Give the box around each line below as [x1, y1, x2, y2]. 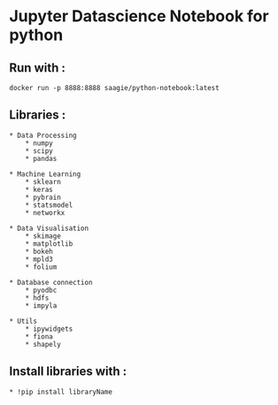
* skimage [25, 232, 62, 241]
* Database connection [9, 278, 93, 287]
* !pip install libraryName [9, 387, 113, 396]
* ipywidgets [25, 325, 73, 333]
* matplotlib [25, 239, 73, 248]
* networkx [25, 208, 66, 218]
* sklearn [25, 177, 62, 187]
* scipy [25, 146, 53, 156]
